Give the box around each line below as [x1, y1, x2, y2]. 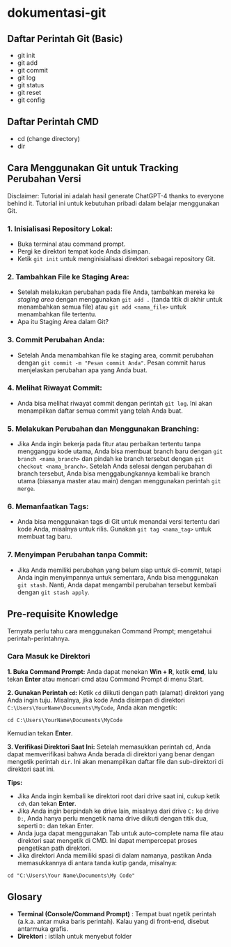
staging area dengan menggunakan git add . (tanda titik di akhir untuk [17, 295, 223, 304]
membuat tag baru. [17, 532, 72, 541]
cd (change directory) [17, 134, 80, 142]
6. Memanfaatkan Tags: [7, 501, 89, 511]
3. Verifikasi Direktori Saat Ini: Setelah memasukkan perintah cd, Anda [7, 742, 211, 751]
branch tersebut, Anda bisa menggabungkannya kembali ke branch [17, 469, 210, 478]
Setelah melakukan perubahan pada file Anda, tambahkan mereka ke [17, 288, 215, 296]
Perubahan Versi [7, 173, 81, 185]
